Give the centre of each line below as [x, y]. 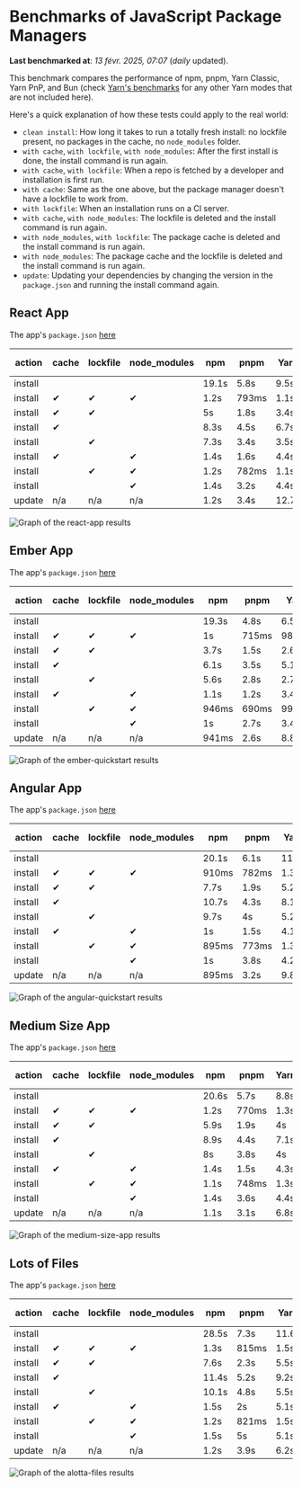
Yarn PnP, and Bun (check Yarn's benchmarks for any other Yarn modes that [151, 87]
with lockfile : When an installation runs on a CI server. [125, 208]
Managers [48, 36]
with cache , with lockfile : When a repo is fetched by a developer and [153, 170]
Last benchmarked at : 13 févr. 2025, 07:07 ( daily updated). [119, 60]
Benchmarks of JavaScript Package [146, 17]
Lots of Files [44, 1264]
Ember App [41, 551]
